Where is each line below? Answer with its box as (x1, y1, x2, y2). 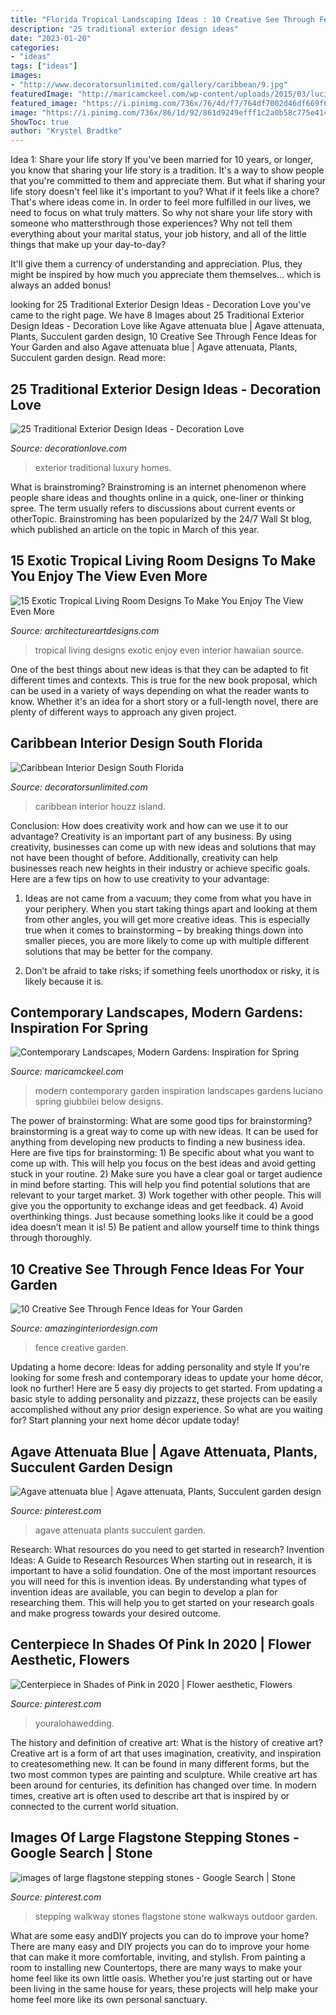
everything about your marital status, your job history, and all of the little (10, 228, 307, 240)
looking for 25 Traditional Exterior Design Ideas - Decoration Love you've (10, 299, 312, 311)
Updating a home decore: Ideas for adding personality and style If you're (10, 1361, 310, 1373)
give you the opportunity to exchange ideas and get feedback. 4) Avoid (10, 1200, 304, 1212)
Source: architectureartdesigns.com (10, 624, 160, 636)
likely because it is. (24, 975, 104, 987)
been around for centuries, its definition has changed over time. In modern (10, 1779, 317, 1791)
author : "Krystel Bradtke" (10, 126, 123, 136)
